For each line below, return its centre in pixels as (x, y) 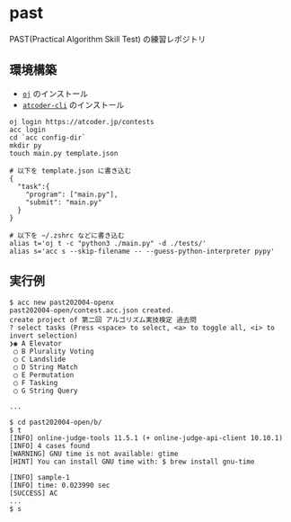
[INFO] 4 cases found (50, 445)
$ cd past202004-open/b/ (56, 422)
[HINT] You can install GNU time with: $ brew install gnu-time (132, 462)
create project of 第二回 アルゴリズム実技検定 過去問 (103, 319)
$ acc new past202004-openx (62, 302)
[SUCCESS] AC (34, 493)
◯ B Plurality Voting (53, 351)
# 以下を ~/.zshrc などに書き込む (67, 235)
